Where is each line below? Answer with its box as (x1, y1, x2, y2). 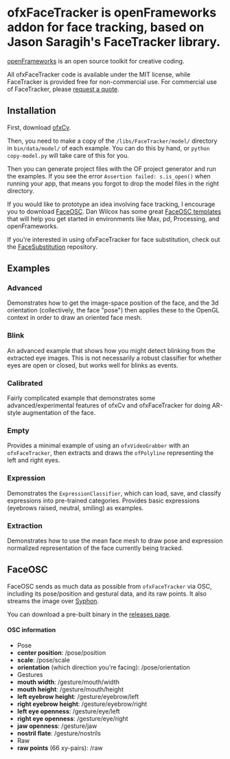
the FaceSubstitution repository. (7, 243, 98, 251)
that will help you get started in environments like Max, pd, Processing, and (7, 214, 220, 223)
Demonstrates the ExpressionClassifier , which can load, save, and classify (7, 489, 222, 497)
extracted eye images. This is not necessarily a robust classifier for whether (7, 354, 222, 362)
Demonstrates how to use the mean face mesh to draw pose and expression (7, 536, 223, 545)
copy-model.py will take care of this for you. (7, 151, 129, 159)
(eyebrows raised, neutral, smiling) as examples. (7, 503, 144, 512)
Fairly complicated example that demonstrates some (7, 394, 156, 403)
